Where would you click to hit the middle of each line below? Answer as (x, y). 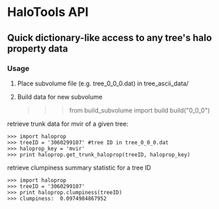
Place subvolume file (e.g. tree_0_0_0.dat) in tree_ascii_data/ (103, 83)
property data (38, 48)
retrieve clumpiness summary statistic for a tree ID (79, 167)
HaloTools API (48, 12)
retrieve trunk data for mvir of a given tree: (68, 124)
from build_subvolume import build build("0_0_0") (139, 110)
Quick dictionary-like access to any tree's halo (110, 38)
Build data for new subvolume (60, 97)
